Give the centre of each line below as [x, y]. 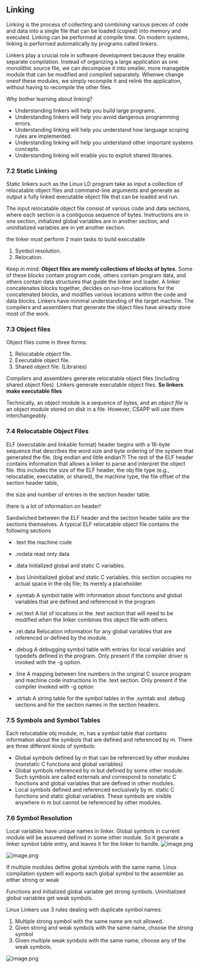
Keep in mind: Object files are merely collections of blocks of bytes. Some [99, 269]
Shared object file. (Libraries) [51, 367]
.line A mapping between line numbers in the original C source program [103, 674]
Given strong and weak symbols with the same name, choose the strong [104, 928]
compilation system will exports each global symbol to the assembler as [95, 874]
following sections [29, 530]
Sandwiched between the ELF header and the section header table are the [98, 517]
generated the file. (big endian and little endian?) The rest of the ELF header [100, 457]
